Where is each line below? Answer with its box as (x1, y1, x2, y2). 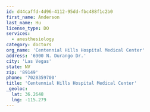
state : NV (6, 63, 31, 70)
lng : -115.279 (11, 97, 46, 103)
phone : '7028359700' (6, 75, 58, 81)
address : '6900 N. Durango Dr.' (6, 53, 86, 59)
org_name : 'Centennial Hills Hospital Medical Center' (6, 47, 145, 53)
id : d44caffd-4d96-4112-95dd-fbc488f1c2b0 (6, 8, 113, 15)
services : (6, 31, 31, 37)
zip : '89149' (6, 69, 39, 75)
